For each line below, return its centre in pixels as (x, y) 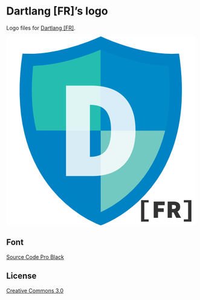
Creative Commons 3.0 (35, 290)
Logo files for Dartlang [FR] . (41, 28)
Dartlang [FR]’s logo (57, 11)
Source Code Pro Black (35, 257)
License (21, 276)
